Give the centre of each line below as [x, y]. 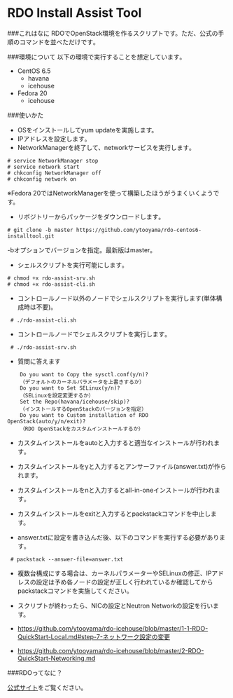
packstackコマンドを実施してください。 [75, 591]
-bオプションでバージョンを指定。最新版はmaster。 [82, 249]
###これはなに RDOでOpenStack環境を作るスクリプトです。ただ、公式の [113, 33]
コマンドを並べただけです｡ [58, 42]
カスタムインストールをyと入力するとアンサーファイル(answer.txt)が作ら [122, 466]
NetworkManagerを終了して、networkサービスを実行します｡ [105, 147]
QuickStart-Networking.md [56, 658]
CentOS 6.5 [34, 71]
